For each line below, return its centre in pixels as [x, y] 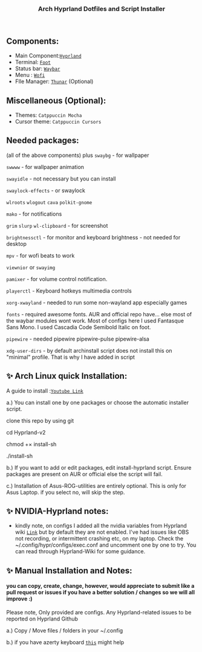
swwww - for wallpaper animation [45, 167]
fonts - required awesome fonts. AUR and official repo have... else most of [99, 314]
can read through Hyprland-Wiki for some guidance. [80, 551]
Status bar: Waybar [37, 68]
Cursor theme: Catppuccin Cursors [58, 121]
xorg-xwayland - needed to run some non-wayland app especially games [97, 302]
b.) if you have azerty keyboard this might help [65, 642]
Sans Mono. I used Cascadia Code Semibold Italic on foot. [79, 327]
